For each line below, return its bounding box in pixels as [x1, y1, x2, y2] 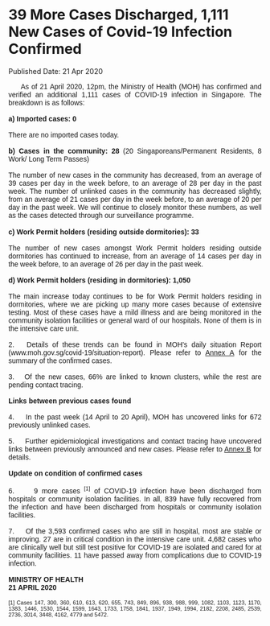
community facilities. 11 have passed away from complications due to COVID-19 [8, 550, 262, 560]
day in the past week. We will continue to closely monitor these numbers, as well [8, 203, 262, 212]
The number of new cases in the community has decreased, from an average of [8, 171, 262, 179]
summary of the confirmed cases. [8, 356, 112, 365]
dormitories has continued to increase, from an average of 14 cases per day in [8, 251, 262, 261]
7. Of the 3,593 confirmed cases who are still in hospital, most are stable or [8, 526, 262, 536]
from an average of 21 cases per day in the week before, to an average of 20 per [8, 195, 262, 204]
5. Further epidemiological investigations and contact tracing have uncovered [8, 436, 262, 446]
